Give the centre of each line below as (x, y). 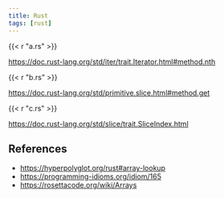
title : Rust (28, 16)
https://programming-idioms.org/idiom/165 (91, 176)
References (38, 149)
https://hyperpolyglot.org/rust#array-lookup (93, 168)
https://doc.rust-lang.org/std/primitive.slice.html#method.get (109, 92)
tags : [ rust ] (30, 23)
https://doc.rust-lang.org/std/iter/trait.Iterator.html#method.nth (112, 62)
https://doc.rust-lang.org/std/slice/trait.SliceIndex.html (98, 123)
